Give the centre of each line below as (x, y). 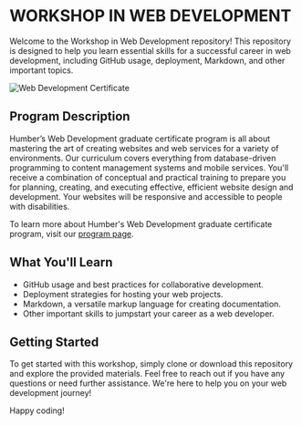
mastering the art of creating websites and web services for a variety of (145, 148)
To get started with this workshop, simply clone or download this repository (151, 364)
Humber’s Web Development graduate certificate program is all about (140, 139)
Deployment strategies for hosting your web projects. (123, 294)
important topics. (42, 70)
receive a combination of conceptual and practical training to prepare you (148, 177)
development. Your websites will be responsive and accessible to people (146, 196)
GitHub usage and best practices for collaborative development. (143, 285)
